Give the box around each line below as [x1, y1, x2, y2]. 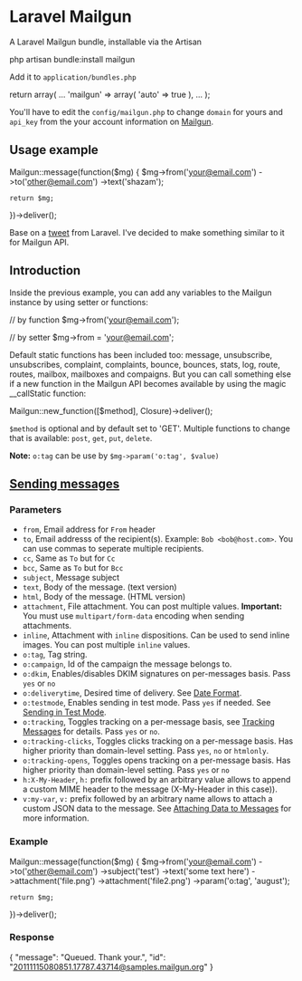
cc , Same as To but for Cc [22, 553, 116, 563]
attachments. [22, 620, 72, 631]
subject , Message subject [22, 572, 120, 583]
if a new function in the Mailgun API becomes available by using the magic [9, 378, 287, 389]
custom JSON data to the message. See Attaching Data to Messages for [22, 803, 292, 814]
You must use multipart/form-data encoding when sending [22, 611, 245, 621]
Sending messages [9, 476, 120, 491]
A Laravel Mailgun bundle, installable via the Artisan [9, 36, 202, 47]
